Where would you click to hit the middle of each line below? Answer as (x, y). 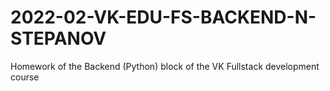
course (25, 77)
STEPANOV (58, 38)
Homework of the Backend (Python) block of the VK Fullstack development (165, 66)
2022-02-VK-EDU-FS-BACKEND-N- (163, 17)
